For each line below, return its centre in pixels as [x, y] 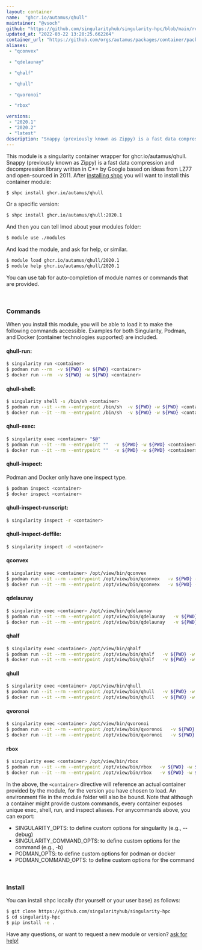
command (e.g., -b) [39, 847]
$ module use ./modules [36, 238]
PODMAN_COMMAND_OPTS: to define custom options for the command [105, 860]
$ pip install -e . [31, 923]
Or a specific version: [33, 204]
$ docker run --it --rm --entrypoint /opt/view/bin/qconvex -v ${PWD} [99, 584]
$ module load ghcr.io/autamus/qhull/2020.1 [63, 261]
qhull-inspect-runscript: [37, 508]
